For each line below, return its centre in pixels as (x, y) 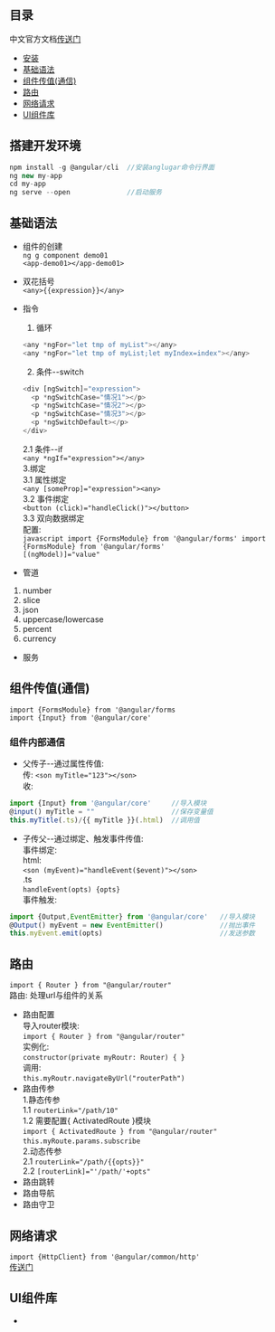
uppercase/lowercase (63, 619)
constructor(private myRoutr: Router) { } (104, 1058)
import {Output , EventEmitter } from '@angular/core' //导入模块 (133, 916)
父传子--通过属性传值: (63, 764)
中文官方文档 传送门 (45, 39)
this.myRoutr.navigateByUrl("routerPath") (104, 1079)
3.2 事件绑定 (46, 498)
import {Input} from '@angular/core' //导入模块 (108, 803)
